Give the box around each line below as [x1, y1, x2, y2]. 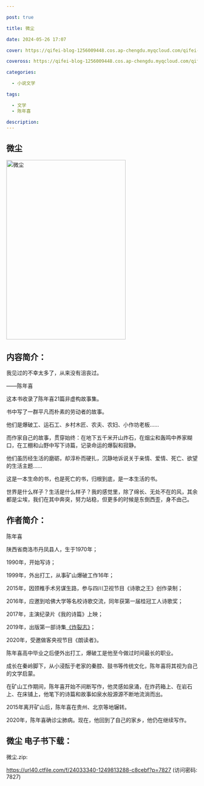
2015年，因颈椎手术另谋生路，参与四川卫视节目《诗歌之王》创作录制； [6, 584, 183, 591]
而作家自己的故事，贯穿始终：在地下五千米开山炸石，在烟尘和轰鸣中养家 [6, 434, 187, 441]
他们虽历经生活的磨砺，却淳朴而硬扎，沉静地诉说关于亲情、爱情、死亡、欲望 [6, 455, 198, 462]
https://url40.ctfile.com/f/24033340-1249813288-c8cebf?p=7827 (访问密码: [6, 766, 198, 773]
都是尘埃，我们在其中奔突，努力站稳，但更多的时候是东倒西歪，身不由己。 [6, 496, 192, 503]
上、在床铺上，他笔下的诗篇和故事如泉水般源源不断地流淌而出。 [6, 690, 166, 698]
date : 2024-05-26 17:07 [6, 36, 67, 43]
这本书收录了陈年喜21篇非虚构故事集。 [6, 395, 103, 402]
